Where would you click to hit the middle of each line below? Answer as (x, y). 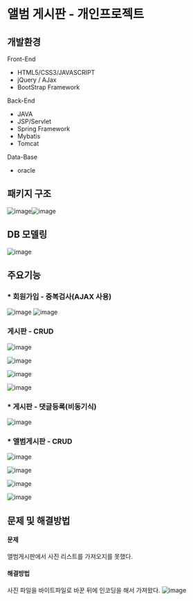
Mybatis (29, 136)
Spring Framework (44, 129)
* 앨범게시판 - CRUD (40, 441)
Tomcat (28, 143)
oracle (26, 170)
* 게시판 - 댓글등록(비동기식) (52, 406)
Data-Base (22, 157)
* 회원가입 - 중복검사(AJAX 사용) (59, 297)
